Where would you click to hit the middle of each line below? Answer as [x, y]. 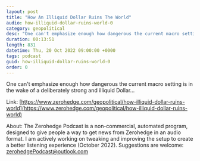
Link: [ [14, 102]
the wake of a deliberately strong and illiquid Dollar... [71, 91]
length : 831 [21, 45]
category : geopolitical [36, 28]
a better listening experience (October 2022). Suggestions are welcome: [95, 145]
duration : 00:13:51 [30, 39]
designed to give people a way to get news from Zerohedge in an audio [94, 132]
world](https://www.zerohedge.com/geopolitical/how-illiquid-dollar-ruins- [97, 109]
